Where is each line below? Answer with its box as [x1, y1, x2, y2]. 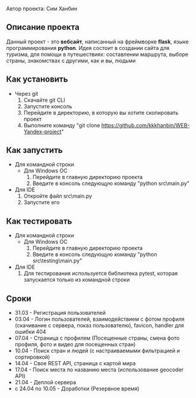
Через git [14, 90, 39, 97]
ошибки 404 [14, 328, 46, 336]
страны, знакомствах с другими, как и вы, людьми [6, 57, 136, 64]
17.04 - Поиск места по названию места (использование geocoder [14, 366, 184, 374]
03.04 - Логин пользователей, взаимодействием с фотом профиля [14, 315, 185, 323]
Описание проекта [6, 22, 80, 32]
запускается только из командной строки [23, 276, 130, 283]
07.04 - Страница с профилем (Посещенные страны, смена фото [14, 334, 180, 341]
